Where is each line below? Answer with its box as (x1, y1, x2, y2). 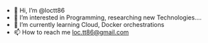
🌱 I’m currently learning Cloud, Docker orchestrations (13, 21, 165, 28)
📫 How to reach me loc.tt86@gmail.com (13, 28, 129, 36)
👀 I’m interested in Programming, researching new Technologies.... (13, 13, 202, 21)
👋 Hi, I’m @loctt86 (13, 7, 65, 14)
